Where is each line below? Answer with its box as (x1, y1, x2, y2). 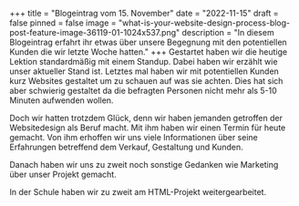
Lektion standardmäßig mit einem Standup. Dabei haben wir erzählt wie (9, 57, 278, 67)
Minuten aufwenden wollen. (9, 95, 114, 106)
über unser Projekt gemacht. (9, 169, 117, 180)
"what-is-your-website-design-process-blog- (118, 17, 291, 28)
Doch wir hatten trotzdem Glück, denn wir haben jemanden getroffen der (9, 113, 283, 123)
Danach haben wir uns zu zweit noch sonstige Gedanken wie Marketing (9, 160, 279, 170)
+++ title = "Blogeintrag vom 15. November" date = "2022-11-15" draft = (9, 8, 280, 18)
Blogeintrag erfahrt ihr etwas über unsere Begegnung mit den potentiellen (9, 36, 287, 47)
